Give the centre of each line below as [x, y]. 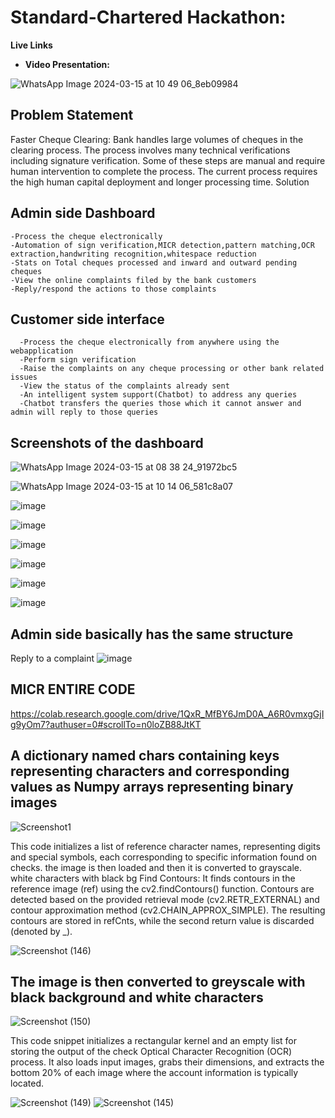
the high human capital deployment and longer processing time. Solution [160, 182]
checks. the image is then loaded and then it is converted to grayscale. [156, 867]
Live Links [31, 45]
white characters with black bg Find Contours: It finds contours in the [153, 878]
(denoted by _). [41, 931]
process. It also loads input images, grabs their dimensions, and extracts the [167, 1062]
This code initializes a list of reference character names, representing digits [165, 846]
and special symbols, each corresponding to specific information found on [164, 857]
